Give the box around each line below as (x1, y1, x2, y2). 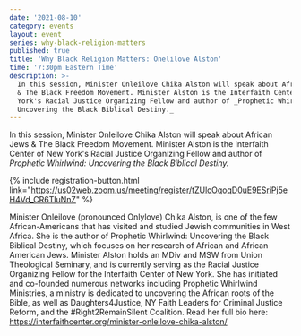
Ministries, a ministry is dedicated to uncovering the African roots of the (9, 288, 275, 298)
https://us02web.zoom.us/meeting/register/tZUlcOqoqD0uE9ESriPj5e (30, 185, 288, 195)
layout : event (9, 30, 63, 39)
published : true (9, 47, 70, 56)
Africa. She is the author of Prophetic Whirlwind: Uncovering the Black (9, 230, 270, 242)
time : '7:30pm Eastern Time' (9, 64, 118, 73)
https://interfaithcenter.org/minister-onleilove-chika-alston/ (9, 316, 228, 327)
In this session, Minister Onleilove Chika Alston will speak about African (9, 129, 273, 140)
